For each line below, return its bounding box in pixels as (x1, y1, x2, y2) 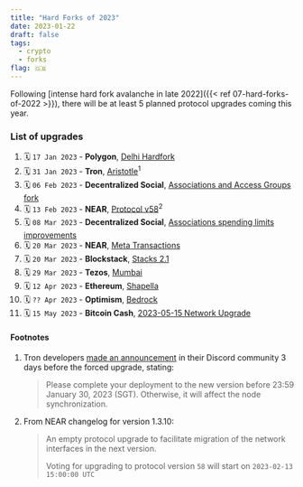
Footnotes (10, 332, 50, 343)
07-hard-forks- (232, 88, 289, 99)
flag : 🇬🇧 (10, 64, 48, 73)
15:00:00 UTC (45, 470, 96, 479)
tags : (10, 38, 31, 48)
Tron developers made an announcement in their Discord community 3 (23, 351, 287, 362)
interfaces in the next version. (45, 443, 157, 454)
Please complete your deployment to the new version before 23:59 (45, 379, 295, 389)
